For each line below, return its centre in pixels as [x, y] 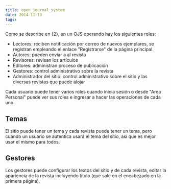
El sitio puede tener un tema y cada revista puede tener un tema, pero [79, 131]
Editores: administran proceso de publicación [60, 66]
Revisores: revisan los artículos [45, 60]
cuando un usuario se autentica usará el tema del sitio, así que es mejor [81, 136]
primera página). [23, 181]
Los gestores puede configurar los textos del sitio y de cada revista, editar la [86, 170]
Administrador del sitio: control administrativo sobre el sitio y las [80, 77]
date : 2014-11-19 [24, 15]
